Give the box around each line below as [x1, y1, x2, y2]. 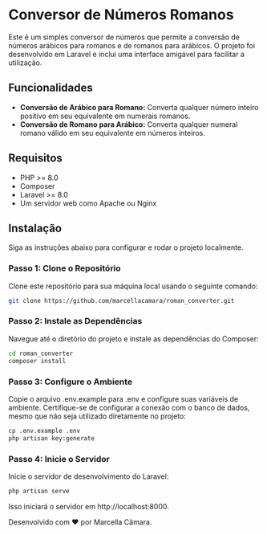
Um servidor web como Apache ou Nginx [19, 198, 157, 208]
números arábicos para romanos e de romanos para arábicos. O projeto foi [8, 40, 255, 50]
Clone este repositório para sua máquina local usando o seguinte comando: [8, 281, 258, 291]
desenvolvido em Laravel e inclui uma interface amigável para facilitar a [8, 49, 245, 59]
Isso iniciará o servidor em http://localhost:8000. [8, 501, 170, 511]
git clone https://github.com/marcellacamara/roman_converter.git [8, 296, 235, 304]
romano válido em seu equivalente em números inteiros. [19, 128, 206, 137]
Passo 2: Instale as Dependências [8, 316, 143, 327]
